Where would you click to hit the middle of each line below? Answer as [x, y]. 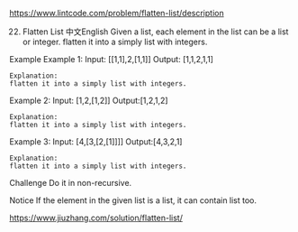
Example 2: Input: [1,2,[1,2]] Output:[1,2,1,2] [89, 100]
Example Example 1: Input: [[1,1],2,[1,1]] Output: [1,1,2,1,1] [112, 59]
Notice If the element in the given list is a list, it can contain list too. [133, 200]
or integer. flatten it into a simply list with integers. [115, 42]
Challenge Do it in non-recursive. [71, 183]
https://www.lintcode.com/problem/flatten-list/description [117, 13]
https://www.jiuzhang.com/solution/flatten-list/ [96, 218]
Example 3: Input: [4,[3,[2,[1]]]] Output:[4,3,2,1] [96, 142]
